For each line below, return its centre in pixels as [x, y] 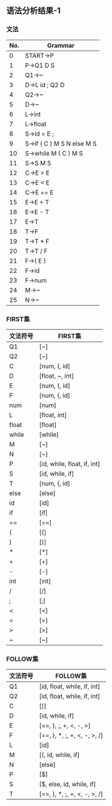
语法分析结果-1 [34, 11]
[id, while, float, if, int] [70, 464]
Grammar [61, 45]
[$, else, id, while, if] [68, 784]
